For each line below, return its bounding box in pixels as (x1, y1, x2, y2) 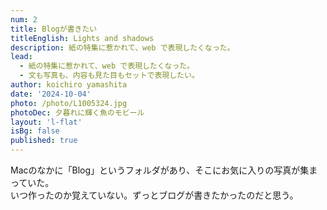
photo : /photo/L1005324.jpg (10, 98, 128, 108)
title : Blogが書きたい (10, 24, 98, 34)
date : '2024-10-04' (10, 89, 92, 99)
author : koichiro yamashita (10, 80, 128, 90)
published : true (10, 136, 78, 146)
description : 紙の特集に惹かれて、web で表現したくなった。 (10, 42, 235, 53)
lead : (10, 52, 33, 62)
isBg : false (10, 126, 60, 136)
